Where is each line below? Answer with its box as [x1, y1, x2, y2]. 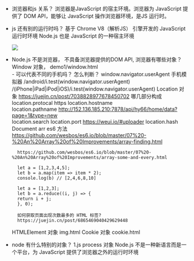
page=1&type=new [11, 112, 58, 119]
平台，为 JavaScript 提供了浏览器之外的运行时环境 [16, 249, 139, 255]
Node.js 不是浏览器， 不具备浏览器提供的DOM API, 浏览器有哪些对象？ [11, 56, 182, 63]
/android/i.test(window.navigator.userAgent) [23, 78, 131, 85]
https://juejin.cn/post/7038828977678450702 [18, 93, 130, 100]
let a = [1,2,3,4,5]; [17, 165, 71, 171]
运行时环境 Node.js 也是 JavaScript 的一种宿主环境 [11, 32, 135, 39]
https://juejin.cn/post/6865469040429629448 [17, 217, 128, 223]
